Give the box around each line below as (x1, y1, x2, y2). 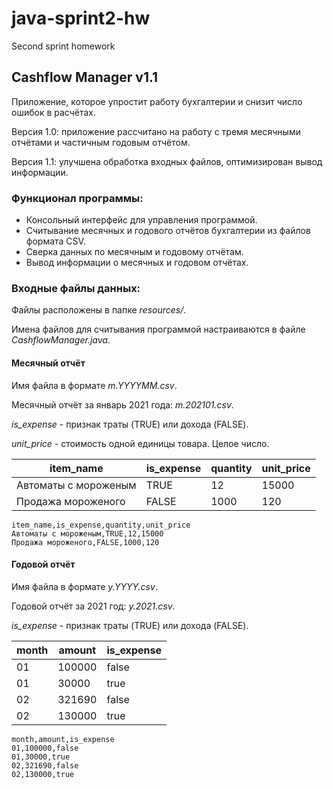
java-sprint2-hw (11, 7, 151, 30)
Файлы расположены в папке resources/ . (11, 304, 187, 316)
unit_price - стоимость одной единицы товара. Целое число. (11, 437, 270, 449)
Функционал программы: (11, 191, 144, 205)
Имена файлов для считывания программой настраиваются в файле (11, 323, 306, 336)
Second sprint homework (11, 40, 116, 52)
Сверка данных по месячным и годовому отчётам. (25, 246, 244, 258)
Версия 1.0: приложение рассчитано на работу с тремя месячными (11, 125, 301, 137)
